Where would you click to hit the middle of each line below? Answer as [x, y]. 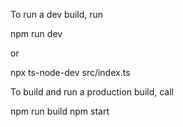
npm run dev [36, 33]
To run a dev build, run [57, 14]
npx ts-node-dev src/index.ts [70, 72]
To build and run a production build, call [92, 92]
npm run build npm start [60, 111]
